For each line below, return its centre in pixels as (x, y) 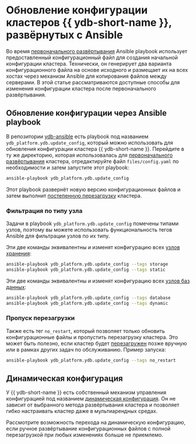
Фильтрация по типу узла (44, 211)
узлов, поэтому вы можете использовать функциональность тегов (89, 229)
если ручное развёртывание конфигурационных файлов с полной (88, 429)
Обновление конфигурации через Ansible (87, 113)
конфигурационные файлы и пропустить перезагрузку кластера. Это (92, 337)
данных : (16, 287)
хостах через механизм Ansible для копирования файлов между (87, 76)
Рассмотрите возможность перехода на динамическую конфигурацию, (96, 422)
